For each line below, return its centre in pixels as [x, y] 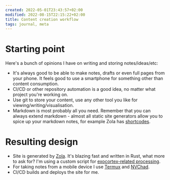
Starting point [35, 49]
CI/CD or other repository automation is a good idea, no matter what [84, 89]
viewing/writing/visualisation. [43, 105]
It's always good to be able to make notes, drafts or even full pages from [89, 73]
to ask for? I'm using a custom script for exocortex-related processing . [87, 161]
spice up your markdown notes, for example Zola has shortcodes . [81, 122]
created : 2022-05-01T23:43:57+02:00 [44, 10]
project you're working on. [40, 95]
